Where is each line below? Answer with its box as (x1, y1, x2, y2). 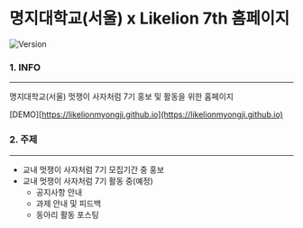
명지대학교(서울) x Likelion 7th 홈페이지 (9, 8, 290, 29)
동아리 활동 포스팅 (35, 209, 99, 220)
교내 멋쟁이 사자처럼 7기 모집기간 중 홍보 (22, 164, 165, 175)
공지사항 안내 (35, 187, 83, 197)
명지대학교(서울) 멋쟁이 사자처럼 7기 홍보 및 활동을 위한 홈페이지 (9, 91, 234, 102)
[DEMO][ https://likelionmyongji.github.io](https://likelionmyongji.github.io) (9, 109, 284, 120)
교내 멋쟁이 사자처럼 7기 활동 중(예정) (22, 175, 153, 186)
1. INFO (9, 60, 41, 73)
